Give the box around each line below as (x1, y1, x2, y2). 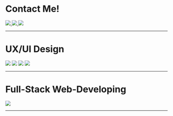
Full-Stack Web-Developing (5, 84, 127, 95)
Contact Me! (5, 3, 60, 15)
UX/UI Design (5, 43, 64, 55)
